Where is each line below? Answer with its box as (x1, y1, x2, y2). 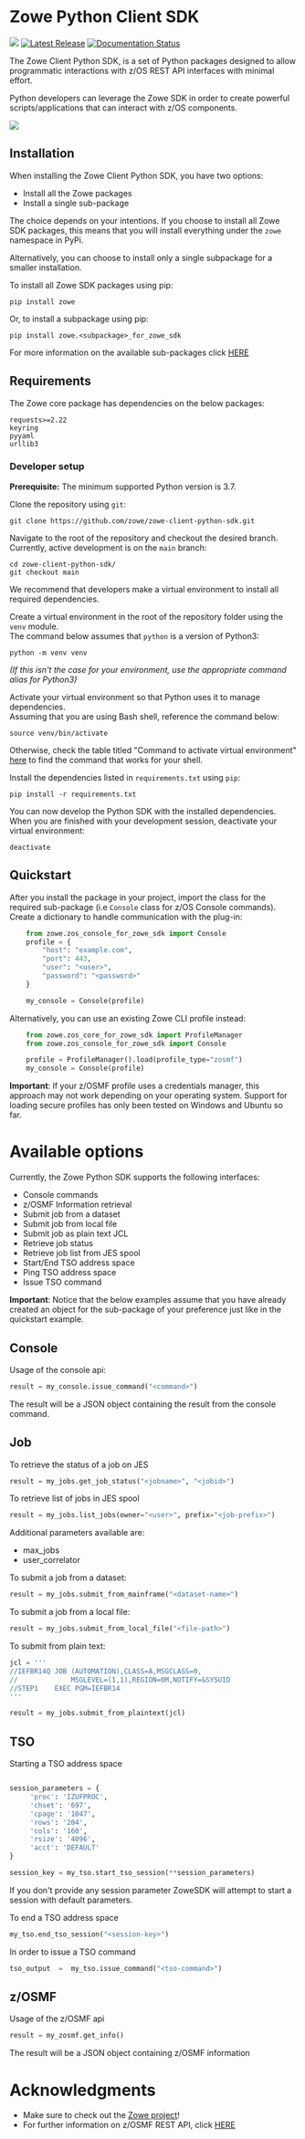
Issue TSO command (22, 1276, 102, 1288)
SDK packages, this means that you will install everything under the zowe (9, 225, 281, 236)
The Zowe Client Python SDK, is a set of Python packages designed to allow (9, 55, 297, 66)
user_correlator (22, 1555, 80, 1566)
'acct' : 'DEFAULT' (29, 1843, 100, 1852)
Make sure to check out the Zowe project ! (22, 2110, 180, 2121)
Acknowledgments (9, 2080, 157, 2101)
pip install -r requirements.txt (9, 790, 137, 799)
